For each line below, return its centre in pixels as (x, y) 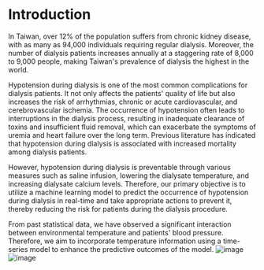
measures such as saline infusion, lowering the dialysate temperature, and (129, 176)
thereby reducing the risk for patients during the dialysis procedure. (118, 209)
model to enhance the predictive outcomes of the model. (122, 249)
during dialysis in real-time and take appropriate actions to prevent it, (120, 200)
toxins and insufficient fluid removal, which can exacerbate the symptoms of (132, 127)
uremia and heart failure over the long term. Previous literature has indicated (132, 135)
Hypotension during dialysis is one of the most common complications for (128, 85)
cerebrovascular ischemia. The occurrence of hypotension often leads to (126, 110)
